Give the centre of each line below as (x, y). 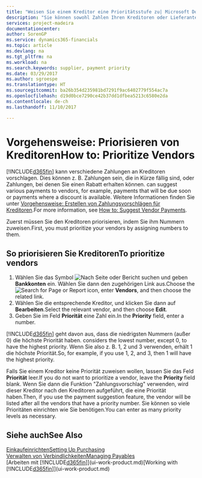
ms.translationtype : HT (36, 85)
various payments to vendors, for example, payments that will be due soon (99, 191)
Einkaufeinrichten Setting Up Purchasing (56, 450)
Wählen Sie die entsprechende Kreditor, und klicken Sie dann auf (95, 303)
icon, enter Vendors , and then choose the (139, 291)
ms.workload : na (26, 62)
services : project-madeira (40, 23)
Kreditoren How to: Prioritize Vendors (101, 155)
